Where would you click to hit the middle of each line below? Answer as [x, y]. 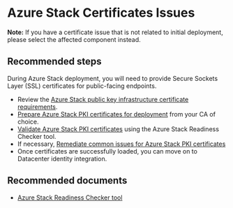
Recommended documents [67, 180]
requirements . [37, 107]
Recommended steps [54, 62]
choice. [28, 121]
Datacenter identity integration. [62, 158]
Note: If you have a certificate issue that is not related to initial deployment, [115, 32]
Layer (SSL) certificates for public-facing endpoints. [82, 86]
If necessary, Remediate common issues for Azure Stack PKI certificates [121, 144]
